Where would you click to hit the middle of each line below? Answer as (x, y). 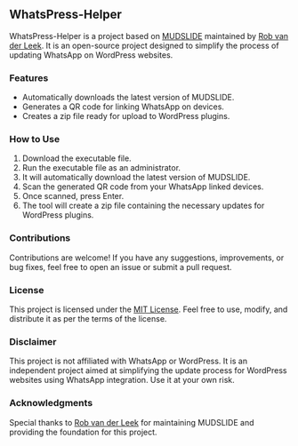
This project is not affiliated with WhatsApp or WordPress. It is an (128, 361)
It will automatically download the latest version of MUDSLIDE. (136, 178)
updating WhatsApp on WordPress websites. (91, 55)
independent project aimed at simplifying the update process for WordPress (148, 370)
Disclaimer (33, 341)
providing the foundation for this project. (83, 432)
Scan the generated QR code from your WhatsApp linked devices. (143, 187)
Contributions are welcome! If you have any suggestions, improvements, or (147, 258)
